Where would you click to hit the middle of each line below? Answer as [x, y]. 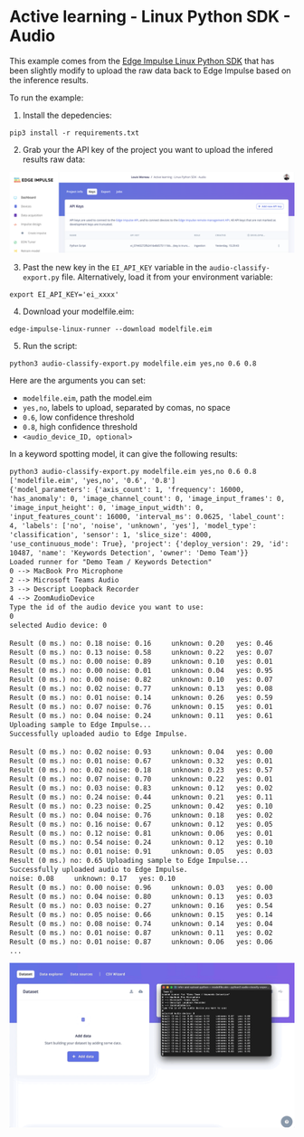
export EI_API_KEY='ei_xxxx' [64, 294]
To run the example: [47, 98]
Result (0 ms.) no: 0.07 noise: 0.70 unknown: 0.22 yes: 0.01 [141, 779]
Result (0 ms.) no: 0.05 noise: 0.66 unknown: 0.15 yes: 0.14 [141, 914]
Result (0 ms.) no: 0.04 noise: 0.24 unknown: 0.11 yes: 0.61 [141, 715]
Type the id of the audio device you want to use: [107, 607]
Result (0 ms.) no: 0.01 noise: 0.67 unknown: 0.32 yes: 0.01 [141, 761]
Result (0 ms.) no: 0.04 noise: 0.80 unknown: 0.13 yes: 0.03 [141, 896]
